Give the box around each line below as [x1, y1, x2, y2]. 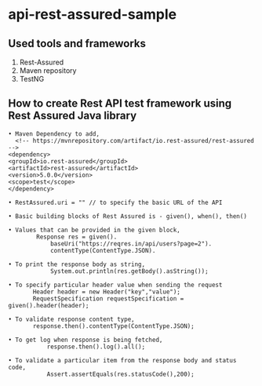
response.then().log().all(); [46, 343, 146, 351]
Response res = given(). [36, 233, 118, 241]
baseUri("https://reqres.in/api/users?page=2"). [49, 239, 213, 248]
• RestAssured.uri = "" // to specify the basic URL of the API [8, 198, 223, 206]
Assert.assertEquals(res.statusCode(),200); [46, 370, 195, 378]
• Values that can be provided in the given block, [8, 226, 180, 234]
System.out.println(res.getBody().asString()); [49, 267, 209, 275]
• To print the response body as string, [8, 260, 146, 268]
